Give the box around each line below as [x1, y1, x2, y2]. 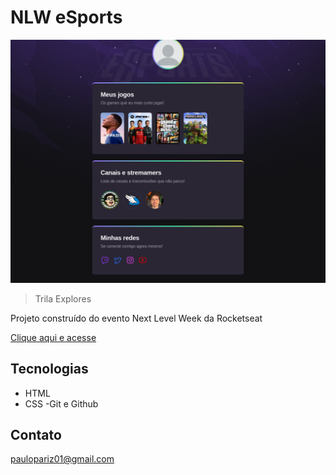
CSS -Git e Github [24, 397, 99, 410]
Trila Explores [34, 292, 92, 305]
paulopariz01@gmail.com [10, 453, 115, 465]
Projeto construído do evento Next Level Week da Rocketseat [10, 312, 263, 324]
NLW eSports [10, 6, 123, 29]
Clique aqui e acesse [10, 331, 97, 343]
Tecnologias [10, 361, 89, 378]
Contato [10, 426, 62, 443]
